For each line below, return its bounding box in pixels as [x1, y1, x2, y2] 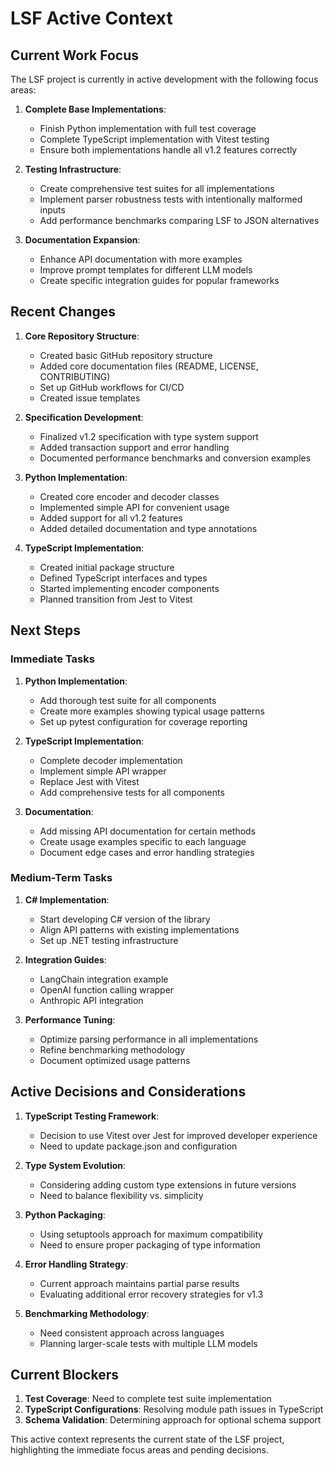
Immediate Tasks [10, 652, 95, 666]
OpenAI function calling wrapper [39, 983, 175, 996]
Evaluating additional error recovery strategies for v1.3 [39, 1288, 264, 1300]
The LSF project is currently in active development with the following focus [10, 73, 319, 85]
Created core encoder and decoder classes [39, 490, 220, 502]
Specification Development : [24, 411, 144, 423]
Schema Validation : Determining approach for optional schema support [24, 1414, 322, 1426]
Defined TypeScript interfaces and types [39, 572, 208, 584]
